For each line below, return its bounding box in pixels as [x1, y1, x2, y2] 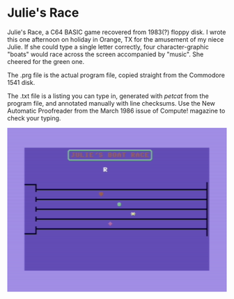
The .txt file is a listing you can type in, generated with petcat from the [7, 92, 209, 100]
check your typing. [7, 113, 61, 122]
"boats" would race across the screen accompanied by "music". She [7, 50, 204, 58]
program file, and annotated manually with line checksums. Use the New [7, 99, 216, 107]
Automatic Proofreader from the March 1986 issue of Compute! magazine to [7, 106, 226, 115]
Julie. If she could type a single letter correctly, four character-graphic [7, 42, 209, 51]
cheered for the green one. [7, 57, 85, 65]
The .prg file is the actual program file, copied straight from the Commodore [7, 71, 225, 79]
